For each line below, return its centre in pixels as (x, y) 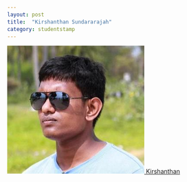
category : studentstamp (41, 29)
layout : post (26, 14)
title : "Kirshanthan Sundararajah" (59, 22)
